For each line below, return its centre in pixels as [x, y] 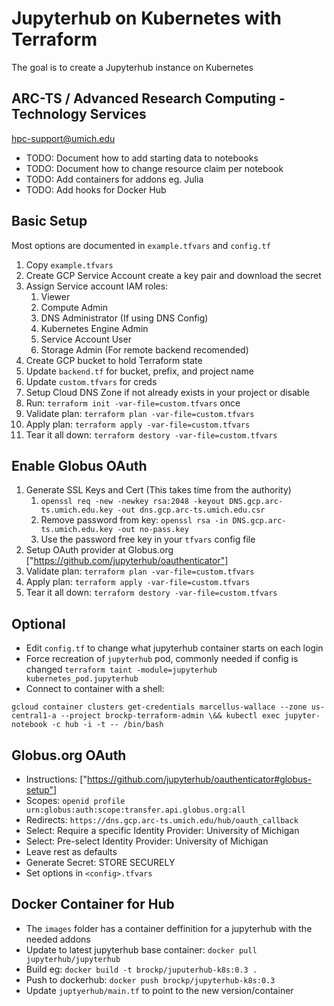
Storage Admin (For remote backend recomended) [144, 349]
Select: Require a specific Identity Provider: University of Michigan [162, 830]
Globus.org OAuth [69, 755]
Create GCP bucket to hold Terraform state [114, 360]
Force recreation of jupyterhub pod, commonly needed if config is [162, 659]
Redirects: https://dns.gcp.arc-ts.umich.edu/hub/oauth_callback [162, 820]
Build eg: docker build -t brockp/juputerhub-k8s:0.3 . [141, 969]
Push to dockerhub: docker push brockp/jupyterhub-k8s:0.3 [150, 979]
